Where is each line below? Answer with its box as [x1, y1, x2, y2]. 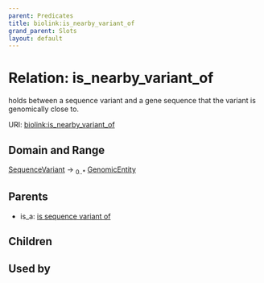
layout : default [8, 34, 63, 43]
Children [8, 235, 52, 248]
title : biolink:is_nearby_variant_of [8, 19, 135, 27]
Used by [8, 262, 51, 276]
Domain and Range [8, 143, 105, 157]
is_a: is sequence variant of [19, 211, 111, 221]
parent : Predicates [8, 11, 74, 20]
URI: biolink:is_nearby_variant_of [8, 120, 115, 130]
